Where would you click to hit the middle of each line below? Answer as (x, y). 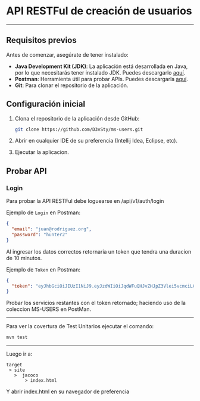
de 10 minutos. (24, 258)
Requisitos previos (41, 40)
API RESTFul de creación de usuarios (99, 11)
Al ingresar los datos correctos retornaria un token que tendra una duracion (99, 251)
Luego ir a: (19, 354)
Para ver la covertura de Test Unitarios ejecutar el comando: (80, 326)
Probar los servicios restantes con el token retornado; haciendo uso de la (96, 303)
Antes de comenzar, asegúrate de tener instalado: (68, 54)
